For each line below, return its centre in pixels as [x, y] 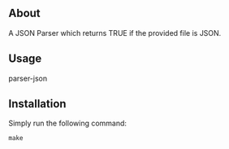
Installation [37, 104]
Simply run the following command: [68, 123]
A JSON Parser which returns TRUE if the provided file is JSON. [115, 33]
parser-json [28, 78]
